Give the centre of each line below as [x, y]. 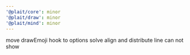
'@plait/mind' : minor [33, 23]
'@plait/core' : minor [33, 12]
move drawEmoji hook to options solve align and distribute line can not [95, 40]
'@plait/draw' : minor [33, 18]
